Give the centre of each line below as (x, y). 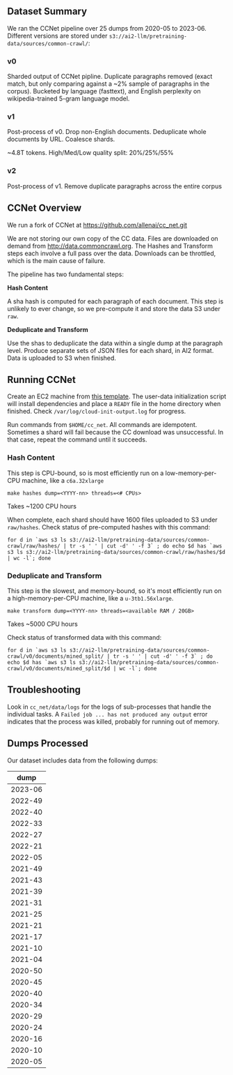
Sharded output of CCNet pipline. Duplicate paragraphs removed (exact (110, 77)
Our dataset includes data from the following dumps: (83, 760)
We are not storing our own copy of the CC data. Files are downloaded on (113, 238)
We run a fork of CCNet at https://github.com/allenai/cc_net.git (97, 225)
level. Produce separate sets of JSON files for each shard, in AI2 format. (111, 350)
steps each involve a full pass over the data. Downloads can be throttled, (112, 253)
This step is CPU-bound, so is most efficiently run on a (86, 473)
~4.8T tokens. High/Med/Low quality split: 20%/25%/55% (90, 153)
